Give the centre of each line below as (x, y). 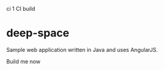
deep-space (38, 33)
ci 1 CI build (21, 9)
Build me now (23, 61)
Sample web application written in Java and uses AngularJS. (82, 49)
